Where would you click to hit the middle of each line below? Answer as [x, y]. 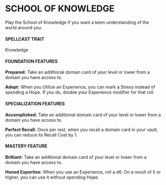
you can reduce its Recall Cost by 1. [41, 135]
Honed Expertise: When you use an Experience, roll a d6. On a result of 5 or [83, 172]
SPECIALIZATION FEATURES [35, 103]
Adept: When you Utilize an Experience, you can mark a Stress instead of [80, 87]
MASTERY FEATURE [26, 146]
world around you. [24, 27]
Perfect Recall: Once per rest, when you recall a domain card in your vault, [82, 130]
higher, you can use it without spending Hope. [52, 177]
